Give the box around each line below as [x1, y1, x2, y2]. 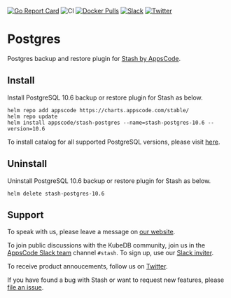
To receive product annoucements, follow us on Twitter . [7, 262, 168, 271]
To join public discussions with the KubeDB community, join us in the [7, 241, 205, 250]
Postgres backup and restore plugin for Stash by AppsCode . [7, 54, 181, 62]
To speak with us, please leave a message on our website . [7, 228, 176, 236]
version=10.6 [7, 125, 45, 133]
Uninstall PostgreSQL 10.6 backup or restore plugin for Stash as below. [7, 176, 211, 185]
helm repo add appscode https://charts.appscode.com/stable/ [7, 107, 190, 114]
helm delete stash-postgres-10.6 [7, 190, 105, 197]
